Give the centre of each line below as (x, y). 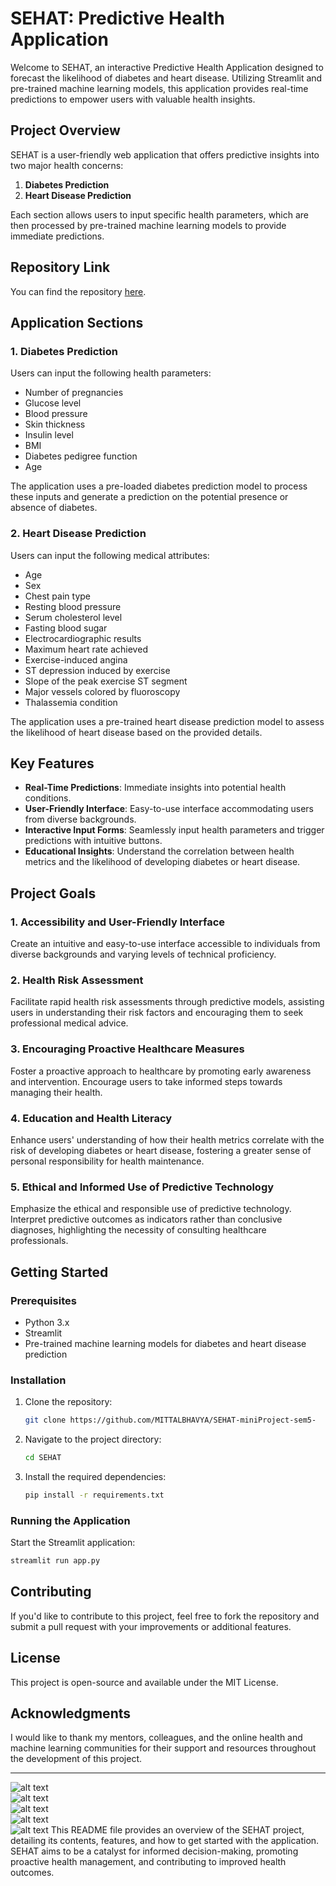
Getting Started (59, 1272)
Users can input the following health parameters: (111, 373)
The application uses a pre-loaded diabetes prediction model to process (159, 486)
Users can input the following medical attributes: (110, 555)
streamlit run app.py (55, 1561)
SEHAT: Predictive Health (117, 18)
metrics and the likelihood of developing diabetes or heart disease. (162, 862)
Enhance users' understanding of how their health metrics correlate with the (167, 1139)
